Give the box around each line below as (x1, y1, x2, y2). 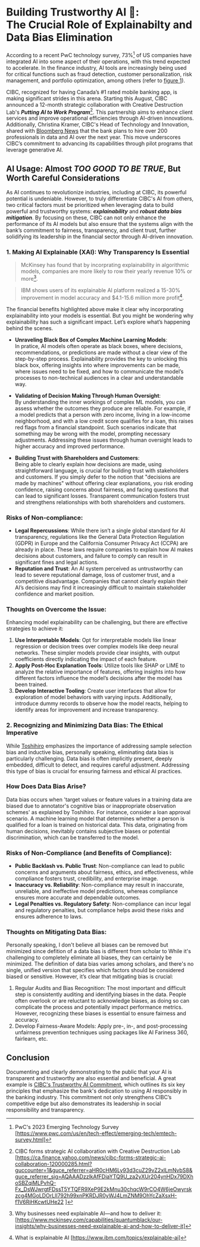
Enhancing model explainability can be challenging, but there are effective (6, 619, 188, 626)
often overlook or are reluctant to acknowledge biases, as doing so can (14, 997, 189, 1004)
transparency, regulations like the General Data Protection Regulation (14, 533, 185, 540)
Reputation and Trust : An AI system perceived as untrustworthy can (14, 564, 183, 572)
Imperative (6, 728, 39, 737)
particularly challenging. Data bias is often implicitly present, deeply (6, 755, 173, 762)
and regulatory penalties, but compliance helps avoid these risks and (14, 907, 185, 914)
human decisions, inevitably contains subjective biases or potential (6, 827, 170, 835)
